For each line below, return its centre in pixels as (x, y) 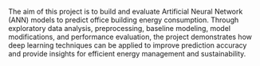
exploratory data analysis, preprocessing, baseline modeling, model (120, 28)
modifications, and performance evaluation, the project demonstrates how (130, 37)
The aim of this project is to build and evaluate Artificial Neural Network (126, 12)
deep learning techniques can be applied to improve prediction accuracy (128, 45)
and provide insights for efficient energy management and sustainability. (127, 54)
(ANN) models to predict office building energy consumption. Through (124, 20)
